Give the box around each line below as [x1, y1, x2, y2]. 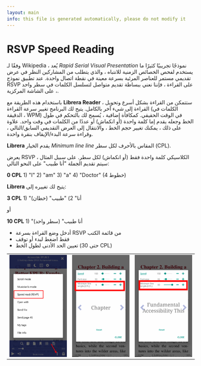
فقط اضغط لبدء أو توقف [15, 235, 70, 243]
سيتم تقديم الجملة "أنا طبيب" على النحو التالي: [7, 160, 110, 167]
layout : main [7, 10, 39, 15]
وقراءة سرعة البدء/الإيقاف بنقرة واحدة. [7, 131, 94, 138]
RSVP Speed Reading [7, 42, 115, 56]
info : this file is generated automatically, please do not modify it [7, 15, 186, 22]
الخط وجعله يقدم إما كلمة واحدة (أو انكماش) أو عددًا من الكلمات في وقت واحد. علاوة [7, 118, 194, 125]
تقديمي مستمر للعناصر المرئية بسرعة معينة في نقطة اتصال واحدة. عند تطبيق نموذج [7, 75, 191, 82]
